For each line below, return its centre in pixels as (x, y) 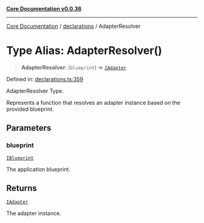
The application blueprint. (39, 169)
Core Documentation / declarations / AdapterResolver (73, 26)
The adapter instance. (34, 213)
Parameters (29, 128)
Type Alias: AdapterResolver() (84, 51)
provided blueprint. (30, 109)
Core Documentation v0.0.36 (44, 9)
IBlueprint (20, 158)
